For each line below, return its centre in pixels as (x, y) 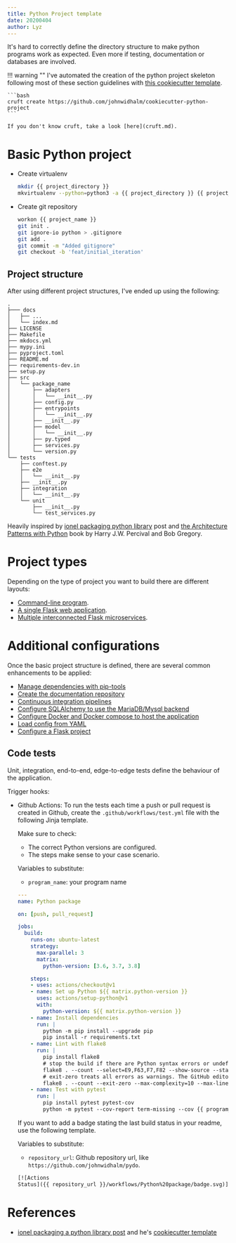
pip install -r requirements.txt (92, 1038)
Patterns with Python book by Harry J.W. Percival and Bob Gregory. (105, 534)
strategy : (45, 946)
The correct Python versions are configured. (92, 847)
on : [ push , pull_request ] (55, 914)
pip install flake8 (71, 1057)
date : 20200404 (29, 20)
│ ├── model (34, 427)
